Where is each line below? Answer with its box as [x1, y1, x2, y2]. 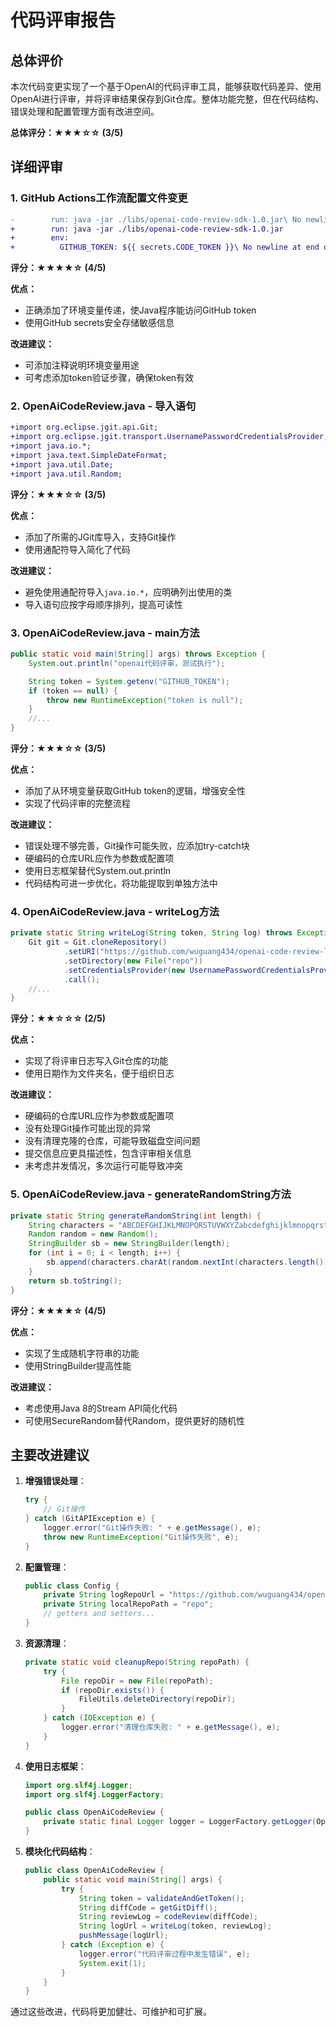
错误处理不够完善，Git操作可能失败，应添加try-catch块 [24, 840, 250, 852]
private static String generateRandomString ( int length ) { [10, 1211, 262, 1221]
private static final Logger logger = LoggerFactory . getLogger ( [43, 1817, 317, 1827]
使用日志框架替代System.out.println [24, 865, 172, 877]
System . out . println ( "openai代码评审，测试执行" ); [28, 658, 226, 668]
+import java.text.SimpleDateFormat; [10, 451, 168, 461]
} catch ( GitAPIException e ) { [24, 1514, 156, 1524]
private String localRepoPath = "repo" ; [43, 1599, 214, 1610]
